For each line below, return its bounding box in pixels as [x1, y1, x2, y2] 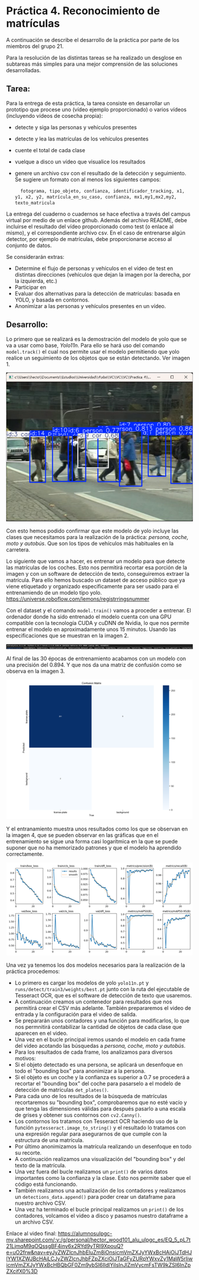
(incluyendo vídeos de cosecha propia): [6, 112, 103, 119]
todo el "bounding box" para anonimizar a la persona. [14, 1067, 146, 1074]
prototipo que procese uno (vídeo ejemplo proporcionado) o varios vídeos [6, 105, 187, 113]
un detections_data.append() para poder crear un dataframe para [14, 1193, 176, 1200]
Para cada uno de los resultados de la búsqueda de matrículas [14, 1092, 168, 1099]
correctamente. [6, 850, 44, 857]
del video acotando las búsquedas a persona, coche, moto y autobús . [14, 1042, 186, 1049]
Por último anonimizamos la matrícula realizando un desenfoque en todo [14, 1143, 192, 1150]
